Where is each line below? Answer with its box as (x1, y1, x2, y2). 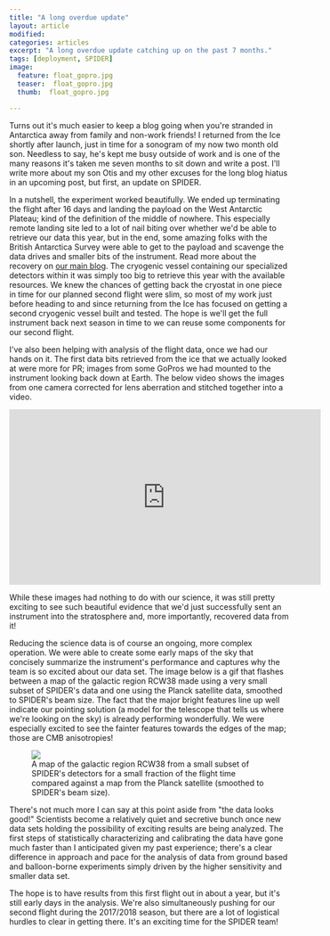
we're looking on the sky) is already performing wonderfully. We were (9, 713, 265, 724)
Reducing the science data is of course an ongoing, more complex (9, 637, 253, 648)
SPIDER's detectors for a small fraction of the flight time (31, 768, 237, 778)
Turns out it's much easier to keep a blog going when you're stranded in (9, 119, 273, 130)
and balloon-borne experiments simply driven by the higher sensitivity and (9, 861, 283, 872)
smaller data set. (9, 870, 70, 881)
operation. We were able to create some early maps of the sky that (9, 647, 254, 658)
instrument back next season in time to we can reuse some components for (9, 317, 286, 328)
